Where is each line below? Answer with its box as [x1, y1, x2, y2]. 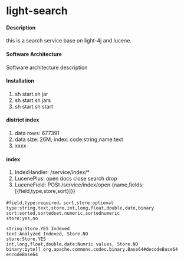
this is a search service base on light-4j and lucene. [6, 37, 132, 44]
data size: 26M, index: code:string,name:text [14, 136, 123, 143]
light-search [6, 4, 68, 18]
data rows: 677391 [14, 130, 60, 136]
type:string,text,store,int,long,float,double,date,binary [6, 205, 155, 211]
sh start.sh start [14, 103, 53, 110]
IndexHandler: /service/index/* [14, 169, 90, 176]
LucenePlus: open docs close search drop [14, 175, 117, 182]
